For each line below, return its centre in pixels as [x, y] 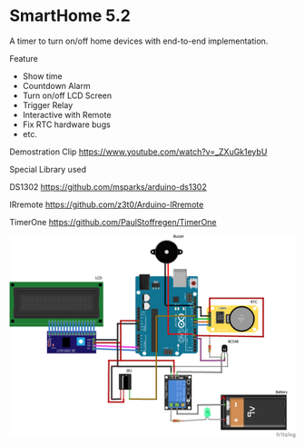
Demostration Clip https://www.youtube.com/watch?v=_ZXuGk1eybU [138, 152]
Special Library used [48, 169]
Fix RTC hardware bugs [66, 124]
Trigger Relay [48, 104]
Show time [42, 76]
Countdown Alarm [56, 85]
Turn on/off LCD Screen [67, 95]
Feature [24, 58]
